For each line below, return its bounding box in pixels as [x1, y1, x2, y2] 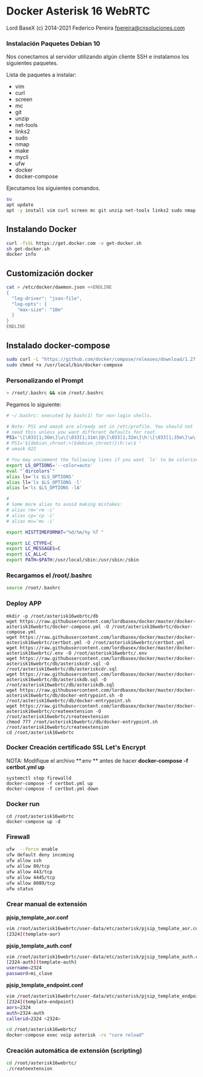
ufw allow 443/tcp [6, 868, 53, 875]
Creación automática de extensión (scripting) [6, 1047, 143, 1055]
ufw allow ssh [6, 858, 42, 864]
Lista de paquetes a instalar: [6, 71, 77, 79]
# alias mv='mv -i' [6, 518, 56, 524]
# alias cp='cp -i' [6, 513, 56, 519]
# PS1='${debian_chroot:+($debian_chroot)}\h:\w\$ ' [6, 440, 142, 447]
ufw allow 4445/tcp [6, 875, 56, 881]
